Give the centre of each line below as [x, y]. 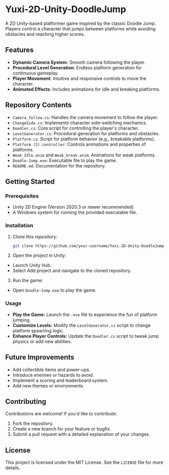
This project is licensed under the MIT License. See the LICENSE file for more [84, 462]
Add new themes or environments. [48, 385]
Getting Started [30, 182]
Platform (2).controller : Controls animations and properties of [79, 144]
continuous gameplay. [36, 73]
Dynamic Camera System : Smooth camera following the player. [79, 62]
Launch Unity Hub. [32, 265]
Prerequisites [22, 196]
